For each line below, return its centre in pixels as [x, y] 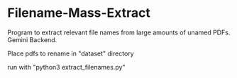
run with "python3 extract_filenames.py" [66, 67]
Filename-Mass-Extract [79, 13]
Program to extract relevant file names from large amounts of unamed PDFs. [119, 32]
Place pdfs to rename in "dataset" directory [71, 53]
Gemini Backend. [32, 39]
